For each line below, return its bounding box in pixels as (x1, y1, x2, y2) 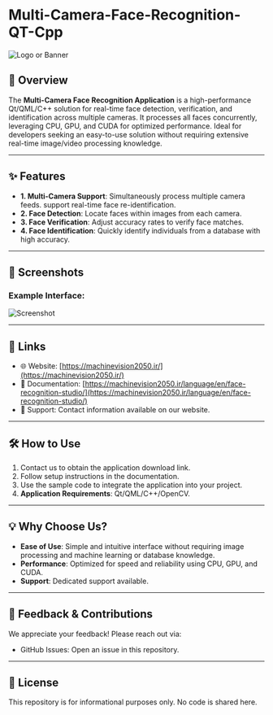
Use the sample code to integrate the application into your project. (19, 480, 243, 490)
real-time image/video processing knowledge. (8, 138, 162, 148)
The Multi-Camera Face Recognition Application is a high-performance (8, 95, 252, 105)
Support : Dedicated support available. (19, 576, 149, 586)
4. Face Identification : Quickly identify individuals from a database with (19, 225, 261, 235)
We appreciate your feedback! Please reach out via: (8, 629, 182, 639)
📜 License (8, 675, 59, 689)
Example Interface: (8, 290, 85, 301)
